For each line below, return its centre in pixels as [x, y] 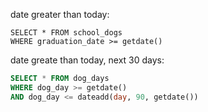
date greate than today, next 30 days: [87, 60]
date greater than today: [60, 14]
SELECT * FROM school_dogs [66, 33]
